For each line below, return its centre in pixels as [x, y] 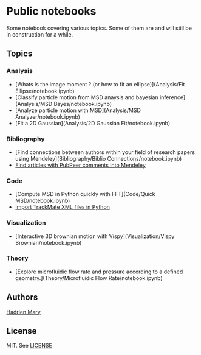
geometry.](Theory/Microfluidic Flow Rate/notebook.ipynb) [89, 278]
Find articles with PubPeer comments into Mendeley [80, 165]
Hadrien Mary [23, 312]
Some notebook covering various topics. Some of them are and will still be [99, 28]
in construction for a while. [40, 34]
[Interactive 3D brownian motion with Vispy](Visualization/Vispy [95, 236]
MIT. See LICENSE [29, 346]
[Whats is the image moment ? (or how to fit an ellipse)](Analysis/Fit [100, 84]
